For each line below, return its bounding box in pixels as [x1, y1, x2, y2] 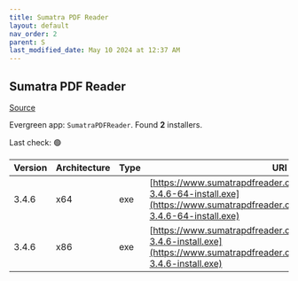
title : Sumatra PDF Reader [9, 12, 109, 22]
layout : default [9, 21, 69, 30]
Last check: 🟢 [9, 137, 62, 147]
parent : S [9, 37, 46, 47]
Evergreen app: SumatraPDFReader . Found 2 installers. [9, 119, 202, 129]
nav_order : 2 [9, 29, 58, 38]
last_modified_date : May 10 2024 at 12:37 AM [9, 46, 180, 55]
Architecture [56, 161, 111, 174]
